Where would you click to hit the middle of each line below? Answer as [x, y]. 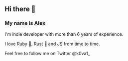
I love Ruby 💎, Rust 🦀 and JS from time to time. [52, 44]
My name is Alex [25, 23]
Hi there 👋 [20, 9]
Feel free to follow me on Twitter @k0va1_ [47, 53]
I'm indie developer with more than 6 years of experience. [64, 34]
